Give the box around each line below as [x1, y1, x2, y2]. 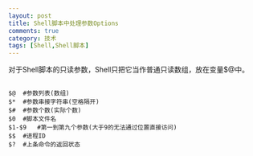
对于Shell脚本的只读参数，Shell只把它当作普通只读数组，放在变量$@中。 [8, 65, 249, 75]
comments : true [8, 27, 59, 35]
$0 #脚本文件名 [8, 115, 57, 123]
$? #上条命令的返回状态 [8, 141, 80, 149]
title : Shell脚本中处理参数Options [8, 19, 119, 27]
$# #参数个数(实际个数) [8, 106, 82, 115]
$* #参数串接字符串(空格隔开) [8, 98, 100, 106]
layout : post [8, 11, 52, 20]
